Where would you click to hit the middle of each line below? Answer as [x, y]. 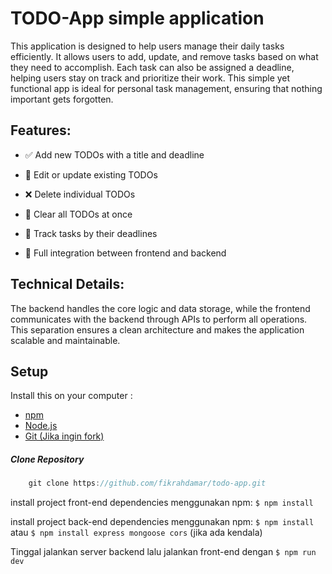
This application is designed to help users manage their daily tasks [147, 46]
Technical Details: [67, 284]
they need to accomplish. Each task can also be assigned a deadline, [152, 67]
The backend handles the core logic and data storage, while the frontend [160, 308]
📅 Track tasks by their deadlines [91, 233]
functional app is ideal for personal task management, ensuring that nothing [166, 88]
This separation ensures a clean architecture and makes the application [157, 329]
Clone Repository [47, 459]
